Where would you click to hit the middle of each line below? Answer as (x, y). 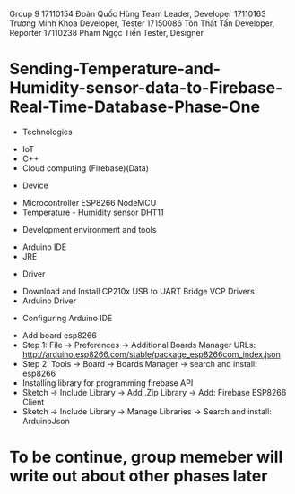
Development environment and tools (89, 229)
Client (33, 402)
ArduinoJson (46, 421)
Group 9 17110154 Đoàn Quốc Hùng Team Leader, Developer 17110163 (138, 14)
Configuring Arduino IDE (67, 318)
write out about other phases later (139, 477)
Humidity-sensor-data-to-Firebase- (146, 88)
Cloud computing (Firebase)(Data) (86, 168)
